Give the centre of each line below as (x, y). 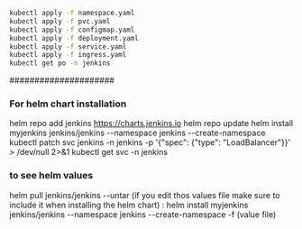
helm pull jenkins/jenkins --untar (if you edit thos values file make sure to (145, 195)
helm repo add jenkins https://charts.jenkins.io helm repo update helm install (151, 124)
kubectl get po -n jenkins (60, 63)
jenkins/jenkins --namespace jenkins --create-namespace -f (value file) (143, 214)
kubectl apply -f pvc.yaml (60, 21)
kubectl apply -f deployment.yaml (74, 38)
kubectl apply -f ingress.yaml (68, 55)
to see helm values (51, 176)
